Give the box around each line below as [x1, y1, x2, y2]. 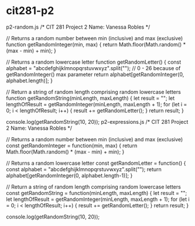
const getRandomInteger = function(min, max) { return [6, 142, 138, 149]
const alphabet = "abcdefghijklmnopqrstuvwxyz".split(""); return [6, 165, 162, 173]
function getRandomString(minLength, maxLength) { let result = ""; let [6, 95, 175, 102]
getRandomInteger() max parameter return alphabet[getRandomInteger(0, [6, 71, 184, 78]
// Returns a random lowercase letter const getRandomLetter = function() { [6, 159, 186, 166]
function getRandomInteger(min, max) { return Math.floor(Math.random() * [6, 41, 186, 48]
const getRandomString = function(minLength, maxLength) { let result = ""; [6, 189, 187, 196]
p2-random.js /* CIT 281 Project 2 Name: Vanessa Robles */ [6, 23, 150, 30]
